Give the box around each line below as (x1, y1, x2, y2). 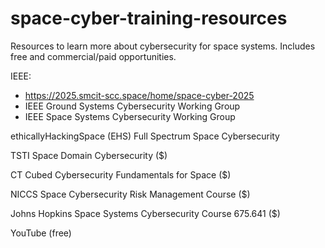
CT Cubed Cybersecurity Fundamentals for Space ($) (10, 168, 232, 181)
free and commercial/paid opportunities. (10, 50, 177, 62)
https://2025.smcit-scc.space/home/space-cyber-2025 (24, 89, 255, 101)
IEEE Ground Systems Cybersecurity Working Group (24, 100, 241, 112)
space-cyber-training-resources (10, 7, 288, 30)
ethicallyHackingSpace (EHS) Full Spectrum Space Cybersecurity (10, 130, 280, 142)
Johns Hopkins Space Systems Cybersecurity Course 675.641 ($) (10, 207, 281, 219)
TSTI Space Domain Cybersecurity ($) (10, 149, 168, 161)
